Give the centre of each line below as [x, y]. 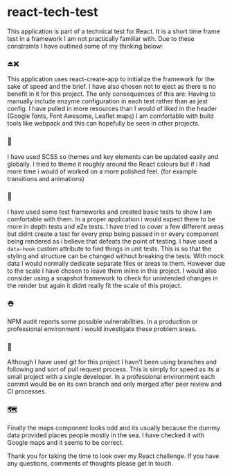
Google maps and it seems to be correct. [65, 442]
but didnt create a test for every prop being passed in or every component [113, 234]
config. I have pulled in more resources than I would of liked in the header [112, 109]
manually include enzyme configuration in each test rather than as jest [107, 101]
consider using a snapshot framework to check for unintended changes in [113, 278]
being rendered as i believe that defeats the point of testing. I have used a [113, 241]
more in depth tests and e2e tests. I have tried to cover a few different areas [115, 226]
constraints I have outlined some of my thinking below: [85, 46]
